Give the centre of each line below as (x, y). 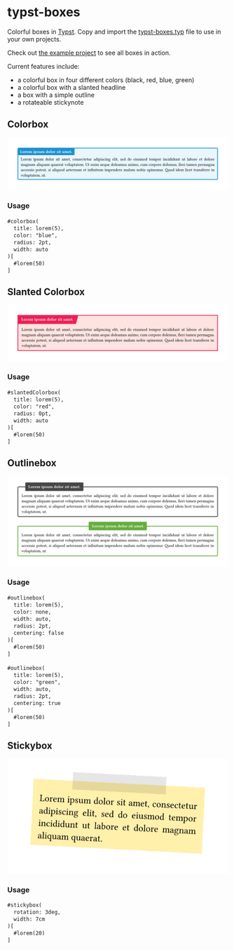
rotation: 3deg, (37, 912)
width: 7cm (29, 919)
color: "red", (34, 407)
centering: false (39, 633)
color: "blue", (36, 235)
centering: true (37, 703)
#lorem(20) (29, 933)
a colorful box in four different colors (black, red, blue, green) (106, 80)
